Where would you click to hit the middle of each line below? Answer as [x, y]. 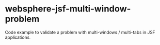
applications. [18, 37]
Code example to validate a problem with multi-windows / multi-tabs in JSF [80, 32]
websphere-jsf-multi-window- [68, 9]
